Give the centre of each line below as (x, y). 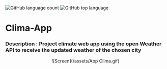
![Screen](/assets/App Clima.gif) (86, 61)
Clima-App (29, 28)
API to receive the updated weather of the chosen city (73, 50)
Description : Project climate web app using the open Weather (83, 44)
